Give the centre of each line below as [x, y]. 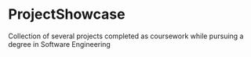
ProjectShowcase [67, 14]
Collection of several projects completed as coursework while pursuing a [126, 36]
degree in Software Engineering [60, 44]
